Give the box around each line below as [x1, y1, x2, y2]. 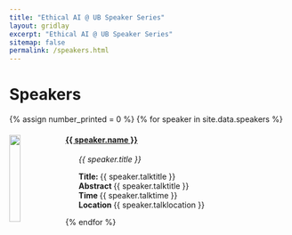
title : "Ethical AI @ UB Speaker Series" [9, 12, 166, 22]
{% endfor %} [65, 217, 117, 228]
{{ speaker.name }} [65, 134, 138, 145]
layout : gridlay [9, 21, 69, 30]
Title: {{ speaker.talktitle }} [78, 171, 176, 182]
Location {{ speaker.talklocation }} [78, 199, 205, 210]
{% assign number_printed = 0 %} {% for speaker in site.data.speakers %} [9, 114, 283, 125]
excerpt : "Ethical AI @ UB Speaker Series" [9, 29, 174, 38]
